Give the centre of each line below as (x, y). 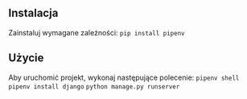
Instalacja (33, 13)
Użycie (26, 58)
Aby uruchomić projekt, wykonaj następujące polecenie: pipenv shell (124, 77)
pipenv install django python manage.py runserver (94, 87)
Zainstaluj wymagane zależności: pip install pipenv (97, 32)
